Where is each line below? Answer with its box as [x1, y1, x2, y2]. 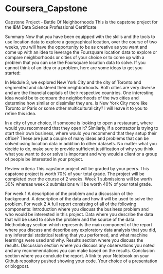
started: [5, 70, 21, 76]
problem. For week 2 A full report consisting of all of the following [5, 201, 137, 207]
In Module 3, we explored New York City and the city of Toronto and [5, 79, 142, 85]
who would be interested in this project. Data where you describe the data [5, 211, 153, 217]
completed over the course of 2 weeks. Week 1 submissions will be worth [5, 176, 152, 182]
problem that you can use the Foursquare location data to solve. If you [5, 59, 146, 65]
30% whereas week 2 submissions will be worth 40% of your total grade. [5, 181, 152, 187]
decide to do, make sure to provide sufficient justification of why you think [5, 146, 154, 152]
